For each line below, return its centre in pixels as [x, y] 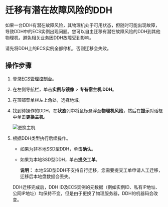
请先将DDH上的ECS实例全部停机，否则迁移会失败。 [58, 48]
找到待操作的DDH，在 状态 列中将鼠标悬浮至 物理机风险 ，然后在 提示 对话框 [88, 110]
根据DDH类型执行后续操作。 [42, 138]
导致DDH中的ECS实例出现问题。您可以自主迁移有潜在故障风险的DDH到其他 [83, 31]
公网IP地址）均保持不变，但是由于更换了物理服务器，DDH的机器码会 [83, 193]
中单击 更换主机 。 [30, 117]
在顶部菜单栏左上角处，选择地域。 [48, 100]
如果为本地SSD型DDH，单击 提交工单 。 [60, 159]
